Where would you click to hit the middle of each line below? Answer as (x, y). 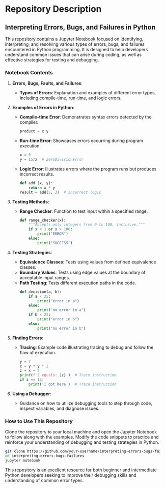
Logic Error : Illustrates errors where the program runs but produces (88, 169)
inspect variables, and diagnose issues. (59, 408)
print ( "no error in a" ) (61, 310)
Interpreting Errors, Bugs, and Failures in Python (81, 27)
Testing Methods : (30, 201)
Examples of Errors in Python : (43, 108)
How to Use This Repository (39, 421)
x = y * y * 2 (34, 366)
